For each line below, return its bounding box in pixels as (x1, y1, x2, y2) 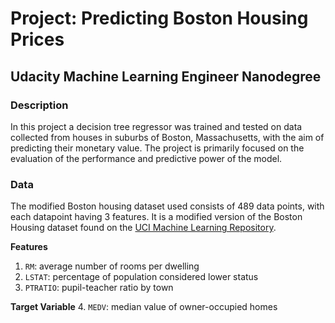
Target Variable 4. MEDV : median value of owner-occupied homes (10, 301, 278, 313)
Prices (10, 28, 65, 51)
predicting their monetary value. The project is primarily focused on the (10, 142, 305, 154)
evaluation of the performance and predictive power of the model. (10, 152, 283, 164)
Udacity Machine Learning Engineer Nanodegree (10, 68, 322, 85)
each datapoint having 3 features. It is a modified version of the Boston (10, 211, 303, 223)
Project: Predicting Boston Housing (10, 7, 309, 30)
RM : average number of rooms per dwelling (24, 260, 200, 272)
